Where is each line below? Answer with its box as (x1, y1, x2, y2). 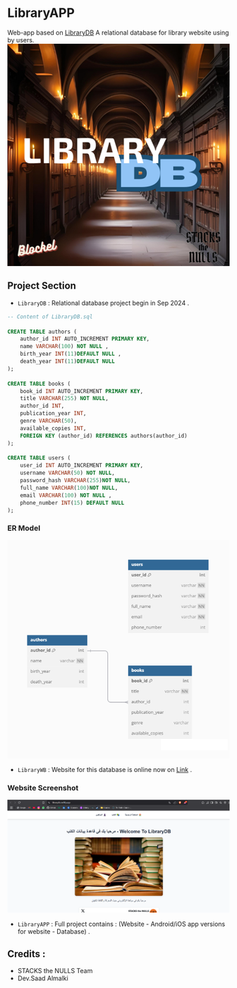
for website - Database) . (17, 927, 90, 936)
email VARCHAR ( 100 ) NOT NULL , (20, 492, 112, 499)
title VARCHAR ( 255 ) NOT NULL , (20, 395, 109, 402)
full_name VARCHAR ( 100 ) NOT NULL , (20, 484, 119, 491)
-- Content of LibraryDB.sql (7, 313, 93, 320)
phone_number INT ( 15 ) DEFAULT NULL (20, 499, 125, 506)
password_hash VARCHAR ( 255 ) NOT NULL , (20, 477, 131, 484)
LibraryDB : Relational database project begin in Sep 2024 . (17, 299, 190, 307)
